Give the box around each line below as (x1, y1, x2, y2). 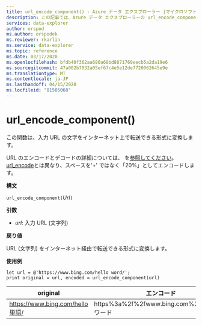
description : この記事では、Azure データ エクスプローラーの (6, 14, 145, 20)
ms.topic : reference (6, 48, 58, 54)
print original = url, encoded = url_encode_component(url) (6, 274, 161, 280)
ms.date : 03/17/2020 (6, 54, 58, 60)
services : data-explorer (6, 20, 69, 26)
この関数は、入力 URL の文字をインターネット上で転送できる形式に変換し (6, 134, 188, 141)
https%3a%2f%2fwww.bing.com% (94, 299, 195, 308)
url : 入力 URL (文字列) (14, 219, 69, 226)
